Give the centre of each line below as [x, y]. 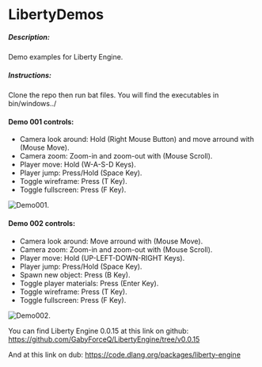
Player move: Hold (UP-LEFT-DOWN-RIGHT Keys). [102, 258]
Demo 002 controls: [42, 223]
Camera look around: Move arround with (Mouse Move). [111, 241]
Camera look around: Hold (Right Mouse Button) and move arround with [137, 140]
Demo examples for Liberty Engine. [66, 57]
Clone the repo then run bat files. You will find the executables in [114, 95]
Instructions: [30, 75]
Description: [29, 36]
